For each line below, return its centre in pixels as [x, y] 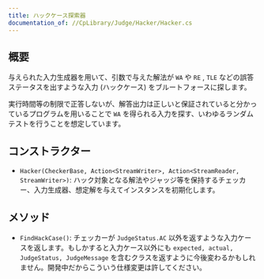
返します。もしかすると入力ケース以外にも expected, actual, [134, 247]
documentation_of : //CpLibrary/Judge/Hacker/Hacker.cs [100, 23]
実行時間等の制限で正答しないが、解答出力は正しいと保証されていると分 [126, 104]
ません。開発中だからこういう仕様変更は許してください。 [113, 267]
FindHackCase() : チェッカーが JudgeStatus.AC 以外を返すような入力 [129, 237]
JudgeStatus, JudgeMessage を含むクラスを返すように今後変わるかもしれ [138, 257]
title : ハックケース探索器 [47, 15]
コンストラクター [49, 151]
